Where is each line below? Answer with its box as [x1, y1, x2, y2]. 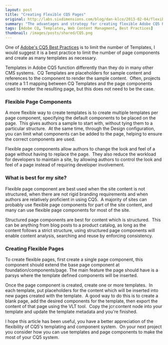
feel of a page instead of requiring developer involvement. [5, 162, 125, 168]
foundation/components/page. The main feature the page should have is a [5, 267, 158, 273]
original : [5, 16, 26, 21]
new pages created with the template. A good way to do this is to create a [5, 292, 158, 298]
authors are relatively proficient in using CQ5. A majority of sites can [5, 196, 147, 202]
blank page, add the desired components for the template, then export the [5, 298, 158, 304]
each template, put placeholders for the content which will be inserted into [5, 287, 158, 293]
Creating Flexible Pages [5, 245, 64, 252]
